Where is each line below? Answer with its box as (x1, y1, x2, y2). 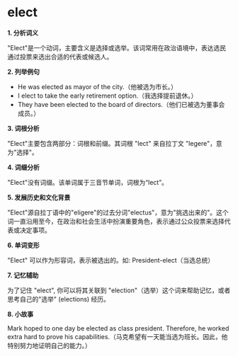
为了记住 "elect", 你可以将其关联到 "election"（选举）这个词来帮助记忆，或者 (7, 286, 231, 294)
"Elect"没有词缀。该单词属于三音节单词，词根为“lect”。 (7, 178, 169, 186)
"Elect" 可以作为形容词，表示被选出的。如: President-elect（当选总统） (7, 255, 215, 264)
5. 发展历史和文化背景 (7, 193, 71, 202)
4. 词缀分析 (7, 163, 40, 171)
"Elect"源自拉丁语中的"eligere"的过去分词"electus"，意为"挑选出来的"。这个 (7, 208, 229, 217)
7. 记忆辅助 (7, 270, 39, 280)
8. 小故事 (7, 309, 34, 318)
